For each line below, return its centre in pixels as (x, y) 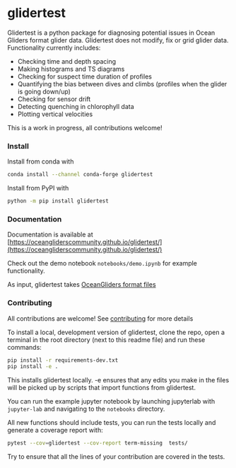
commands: (25, 347)
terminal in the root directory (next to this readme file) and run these (106, 339)
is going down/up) (44, 91)
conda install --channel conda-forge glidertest (80, 175)
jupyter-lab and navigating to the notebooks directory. (86, 409)
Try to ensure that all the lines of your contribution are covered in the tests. (116, 457)
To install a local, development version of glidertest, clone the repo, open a (116, 332)
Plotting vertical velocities (55, 114)
